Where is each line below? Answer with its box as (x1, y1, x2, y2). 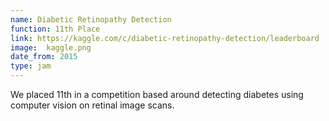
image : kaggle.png (10, 42, 92, 53)
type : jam (10, 61, 52, 71)
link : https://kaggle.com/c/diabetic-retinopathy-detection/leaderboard (10, 33, 320, 43)
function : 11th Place (10, 24, 101, 34)
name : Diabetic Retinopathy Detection (10, 14, 172, 25)
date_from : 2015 (10, 52, 78, 62)
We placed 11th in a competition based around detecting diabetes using (10, 89, 304, 100)
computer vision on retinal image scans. (10, 99, 175, 111)
